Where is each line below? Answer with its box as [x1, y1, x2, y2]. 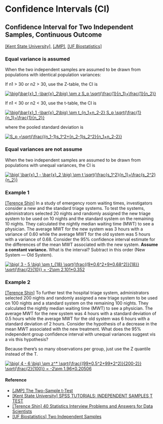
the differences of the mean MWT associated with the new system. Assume [5, 242, 158, 247]
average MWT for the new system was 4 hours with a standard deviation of [5, 311, 157, 317]
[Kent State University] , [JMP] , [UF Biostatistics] [5, 43, 102, 49]
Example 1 [5, 189, 30, 196]
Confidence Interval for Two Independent [5, 23, 133, 31]
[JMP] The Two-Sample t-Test [12, 388, 73, 394]
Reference [5, 377, 27, 383]
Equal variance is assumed [5, 55, 70, 62]
